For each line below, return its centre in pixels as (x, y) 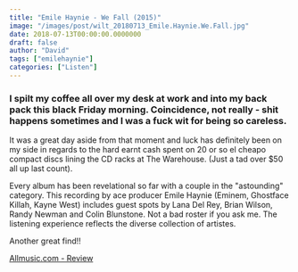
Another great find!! (46, 241)
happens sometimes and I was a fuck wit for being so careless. (148, 120)
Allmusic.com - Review (51, 259)
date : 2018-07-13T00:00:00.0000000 (75, 34)
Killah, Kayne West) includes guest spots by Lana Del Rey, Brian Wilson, (141, 205)
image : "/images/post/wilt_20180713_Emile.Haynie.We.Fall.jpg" (129, 26)
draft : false (33, 42)
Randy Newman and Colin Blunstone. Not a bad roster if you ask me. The (144, 214)
